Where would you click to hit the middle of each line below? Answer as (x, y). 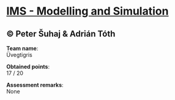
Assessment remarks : (35, 85)
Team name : (22, 48)
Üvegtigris (19, 55)
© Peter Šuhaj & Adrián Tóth (61, 34)
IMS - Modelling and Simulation (87, 11)
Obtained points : (28, 66)
